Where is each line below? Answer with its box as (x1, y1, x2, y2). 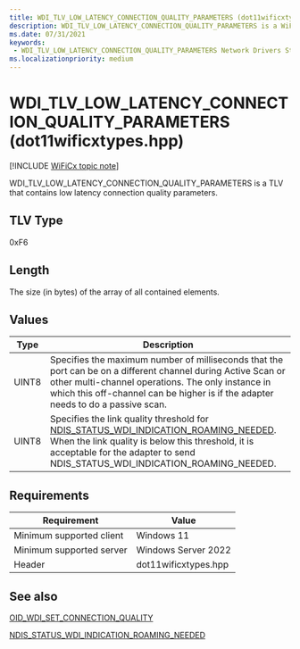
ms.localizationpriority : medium (9, 54, 134, 63)
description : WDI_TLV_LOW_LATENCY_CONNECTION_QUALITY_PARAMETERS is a (9, 21, 278, 30)
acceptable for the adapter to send (49, 446, 196, 459)
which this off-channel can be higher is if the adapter (49, 387, 274, 400)
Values (9, 312, 49, 327)
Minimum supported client (13, 529, 124, 542)
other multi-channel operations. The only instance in (49, 376, 271, 388)
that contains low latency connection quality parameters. (9, 187, 219, 197)
